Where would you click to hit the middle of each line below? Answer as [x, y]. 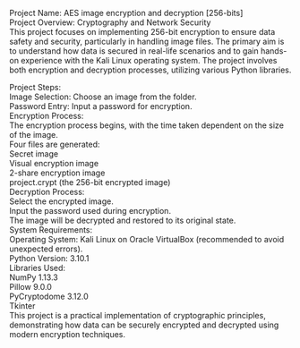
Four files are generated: [55, 144]
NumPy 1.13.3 [34, 277]
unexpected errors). [46, 249]
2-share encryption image [57, 173]
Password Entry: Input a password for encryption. [101, 106]
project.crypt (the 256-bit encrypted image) [90, 182]
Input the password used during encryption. [90, 211]
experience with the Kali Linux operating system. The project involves [149, 60]
